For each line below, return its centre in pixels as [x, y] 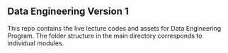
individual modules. [36, 43]
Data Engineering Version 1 [68, 12]
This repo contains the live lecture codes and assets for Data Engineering [114, 28]
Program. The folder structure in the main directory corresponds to [105, 36]
